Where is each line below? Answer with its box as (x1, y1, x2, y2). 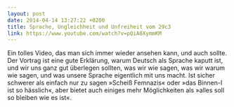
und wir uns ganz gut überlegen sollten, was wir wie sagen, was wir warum (7, 64, 226, 72)
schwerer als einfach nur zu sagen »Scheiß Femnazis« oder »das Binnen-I (7, 78, 223, 87)
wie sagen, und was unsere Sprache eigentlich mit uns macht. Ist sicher (7, 71, 216, 80)
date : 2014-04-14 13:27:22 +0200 (7, 17, 105, 24)
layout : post (7, 10, 46, 17)
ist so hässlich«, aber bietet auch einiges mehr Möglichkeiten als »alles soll (7, 86, 225, 94)
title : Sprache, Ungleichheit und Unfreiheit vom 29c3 (7, 23, 171, 30)
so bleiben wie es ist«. (7, 94, 72, 102)
